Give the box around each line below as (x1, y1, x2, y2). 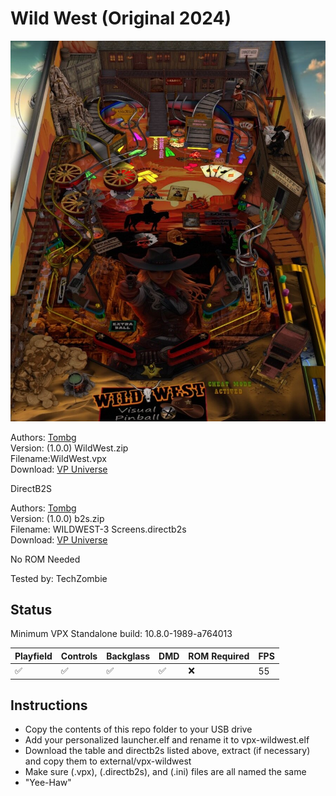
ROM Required (188, 650, 250, 662)
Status (10, 601, 53, 618)
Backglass (106, 650, 151, 662)
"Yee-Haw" (24, 777, 72, 789)
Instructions (10, 697, 88, 714)
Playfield (14, 650, 53, 662)
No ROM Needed (10, 553, 81, 565)
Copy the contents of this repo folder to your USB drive (24, 723, 253, 736)
